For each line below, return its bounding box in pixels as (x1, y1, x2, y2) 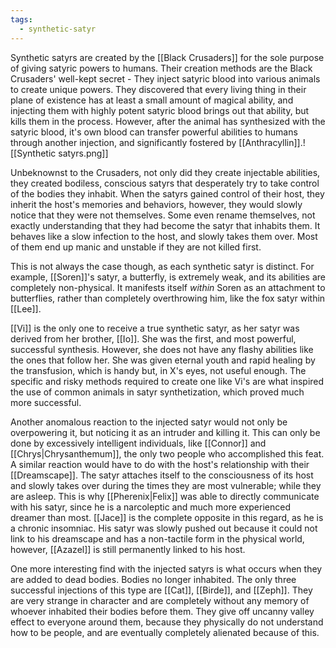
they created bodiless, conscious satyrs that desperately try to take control (10, 177, 320, 189)
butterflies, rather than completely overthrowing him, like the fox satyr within (10, 292, 326, 304)
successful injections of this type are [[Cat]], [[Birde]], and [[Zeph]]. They (10, 584, 313, 596)
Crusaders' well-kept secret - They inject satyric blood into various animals (10, 72, 321, 85)
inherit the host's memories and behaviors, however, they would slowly (10, 198, 303, 210)
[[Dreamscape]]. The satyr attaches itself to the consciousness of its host (10, 469, 314, 481)
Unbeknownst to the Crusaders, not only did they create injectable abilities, (10, 166, 321, 178)
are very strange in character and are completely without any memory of (10, 594, 310, 606)
